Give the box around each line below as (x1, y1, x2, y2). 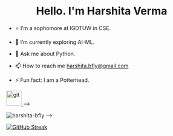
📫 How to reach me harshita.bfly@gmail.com (15, 62, 129, 69)
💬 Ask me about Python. (15, 50, 76, 57)
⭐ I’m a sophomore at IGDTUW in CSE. (15, 24, 111, 31)
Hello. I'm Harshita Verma (36, 4, 168, 18)
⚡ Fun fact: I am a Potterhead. (15, 76, 90, 84)
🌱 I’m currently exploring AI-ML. (15, 38, 95, 46)
